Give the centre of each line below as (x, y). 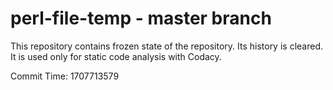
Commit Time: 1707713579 (65, 76)
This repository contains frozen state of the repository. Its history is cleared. (166, 46)
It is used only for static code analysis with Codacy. (116, 56)
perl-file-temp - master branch (141, 18)
